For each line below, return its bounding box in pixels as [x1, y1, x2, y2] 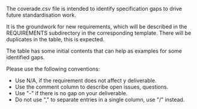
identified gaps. [6, 54, 45, 60]
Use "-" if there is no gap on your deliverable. [14, 90, 128, 96]
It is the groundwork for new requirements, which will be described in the [6, 23, 187, 30]
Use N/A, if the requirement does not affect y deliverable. [14, 77, 157, 84]
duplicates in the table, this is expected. [6, 36, 105, 43]
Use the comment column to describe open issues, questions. [14, 83, 169, 90]
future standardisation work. [6, 11, 76, 19]
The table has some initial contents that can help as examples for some [6, 47, 182, 54]
